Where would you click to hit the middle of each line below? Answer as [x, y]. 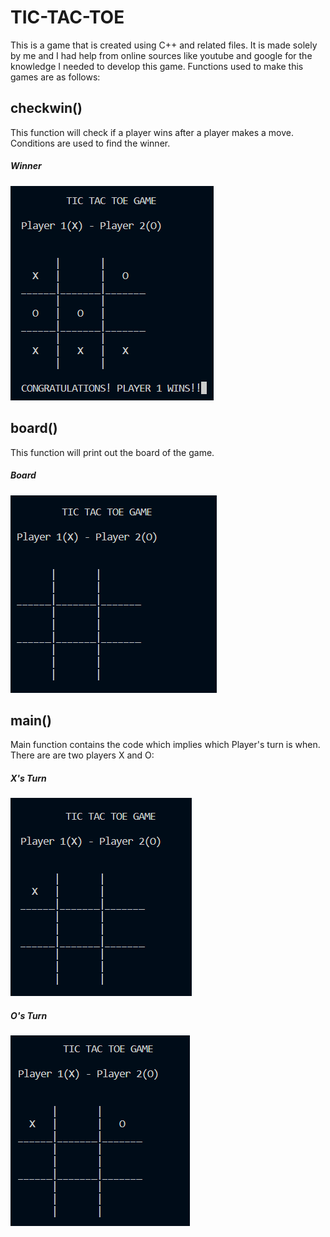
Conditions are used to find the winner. [90, 143]
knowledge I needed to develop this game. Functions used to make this [157, 66]
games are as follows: [55, 77]
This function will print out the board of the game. [112, 452]
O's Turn [29, 1015]
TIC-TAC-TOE [67, 17]
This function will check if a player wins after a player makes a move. [152, 132]
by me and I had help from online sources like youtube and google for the [161, 55]
